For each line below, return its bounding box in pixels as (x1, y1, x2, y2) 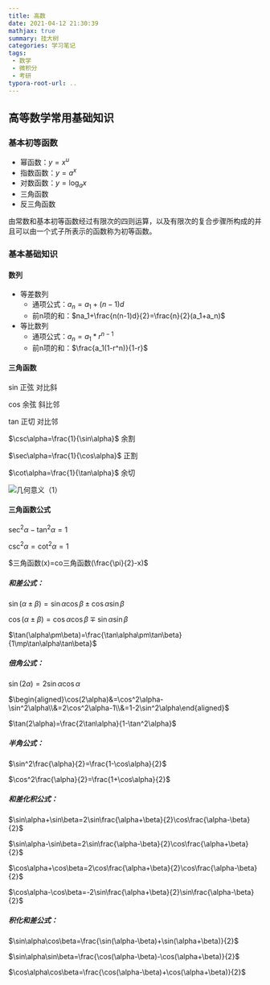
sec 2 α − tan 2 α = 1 (8, 524, 68, 534)
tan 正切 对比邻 (8, 416, 59, 426)
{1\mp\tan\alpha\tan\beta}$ (8, 639, 98, 648)
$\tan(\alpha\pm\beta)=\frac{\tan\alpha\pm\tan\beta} (8, 630, 182, 640)
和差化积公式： (8, 794, 58, 804)
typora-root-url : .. (8, 79, 78, 87)
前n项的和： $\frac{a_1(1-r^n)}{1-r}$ (31, 343, 149, 353)
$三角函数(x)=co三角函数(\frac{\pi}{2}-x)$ (8, 558, 149, 568)
